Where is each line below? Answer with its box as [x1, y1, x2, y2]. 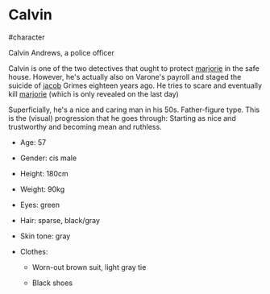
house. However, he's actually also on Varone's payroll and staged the [8, 72, 242, 81]
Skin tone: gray [19, 231, 71, 241]
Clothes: [19, 246, 48, 256]
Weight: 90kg [19, 184, 65, 194]
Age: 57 [19, 137, 47, 147]
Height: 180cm [19, 168, 69, 178]
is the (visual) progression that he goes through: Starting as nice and [8, 113, 236, 122]
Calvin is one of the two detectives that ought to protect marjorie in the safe [8, 63, 260, 73]
